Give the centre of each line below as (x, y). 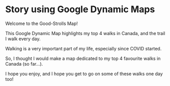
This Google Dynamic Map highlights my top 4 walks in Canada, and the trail (85, 33)
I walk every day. (23, 39)
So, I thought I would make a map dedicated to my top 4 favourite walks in (83, 58)
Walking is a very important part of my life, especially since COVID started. (83, 48)
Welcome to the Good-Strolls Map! (41, 23)
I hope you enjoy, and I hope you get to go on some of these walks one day (84, 74)
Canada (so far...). (24, 64)
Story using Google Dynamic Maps (80, 9)
